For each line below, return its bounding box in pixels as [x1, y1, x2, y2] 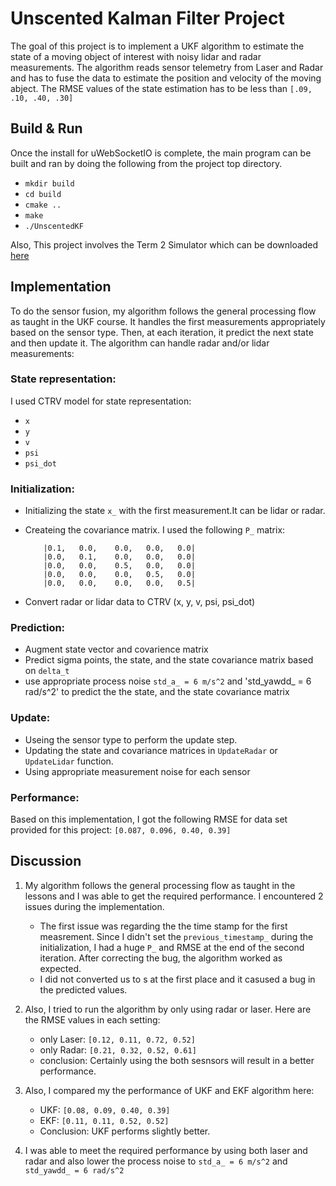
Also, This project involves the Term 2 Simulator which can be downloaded [10, 238, 319, 251]
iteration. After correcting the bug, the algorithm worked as [39, 952, 283, 964]
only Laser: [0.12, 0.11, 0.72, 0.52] [39, 1033, 196, 1045]
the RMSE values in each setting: [24, 1013, 161, 1026]
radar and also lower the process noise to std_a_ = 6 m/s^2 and [24, 1155, 288, 1167]
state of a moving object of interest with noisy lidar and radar [10, 50, 262, 62]
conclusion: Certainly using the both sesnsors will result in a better [39, 1054, 315, 1066]
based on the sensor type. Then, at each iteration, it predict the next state [10, 326, 314, 338]
